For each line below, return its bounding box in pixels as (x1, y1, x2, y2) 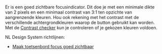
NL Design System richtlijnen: (5, 34, 65, 40)
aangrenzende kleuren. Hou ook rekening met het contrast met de (5, 15, 139, 20)
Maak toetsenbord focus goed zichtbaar (12, 44, 94, 49)
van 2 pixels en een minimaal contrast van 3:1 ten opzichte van (5, 9, 132, 15)
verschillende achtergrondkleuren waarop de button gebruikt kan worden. (5, 19, 155, 25)
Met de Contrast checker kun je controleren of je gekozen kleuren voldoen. (5, 25, 158, 31)
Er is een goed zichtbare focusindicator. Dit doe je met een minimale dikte (5, 4, 155, 10)
